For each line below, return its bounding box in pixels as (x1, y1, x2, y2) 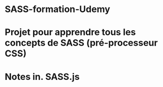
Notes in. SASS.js (5, 71, 80, 82)
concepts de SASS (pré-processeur (5, 37, 158, 49)
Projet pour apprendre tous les (5, 27, 136, 38)
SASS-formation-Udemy (5, 4, 110, 15)
